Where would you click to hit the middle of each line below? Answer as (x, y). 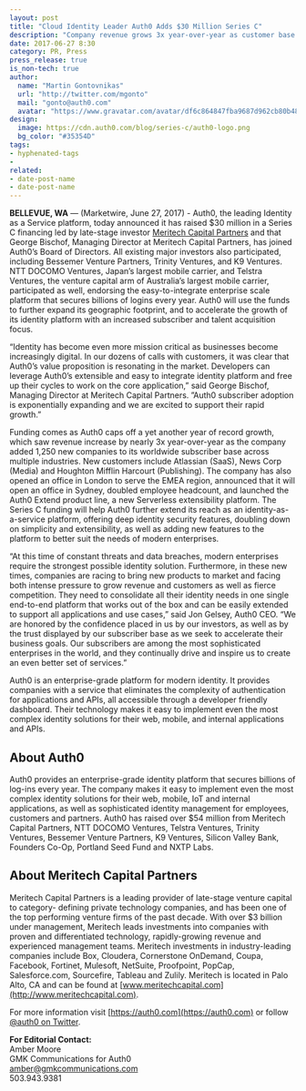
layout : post (34, 18)
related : (26, 170)
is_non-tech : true (44, 69)
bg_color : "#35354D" (56, 137)
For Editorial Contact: (51, 1039)
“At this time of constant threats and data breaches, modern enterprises (144, 556)
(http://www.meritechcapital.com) (73, 994)
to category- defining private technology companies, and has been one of (148, 907)
